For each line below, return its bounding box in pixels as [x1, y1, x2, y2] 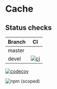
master [8, 47, 24, 54]
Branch [8, 39, 26, 45]
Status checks [5, 23, 52, 32]
